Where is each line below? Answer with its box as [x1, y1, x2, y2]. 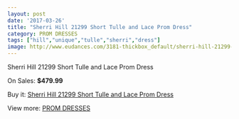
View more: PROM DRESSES [7, 104, 91, 112]
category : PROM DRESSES [7, 30, 78, 38]
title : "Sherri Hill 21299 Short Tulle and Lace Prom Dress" [7, 23, 193, 30]
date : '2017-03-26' [7, 17, 65, 24]
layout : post [7, 10, 46, 18]
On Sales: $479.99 [7, 76, 63, 85]
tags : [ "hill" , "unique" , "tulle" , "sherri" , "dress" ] [7, 37, 161, 44]
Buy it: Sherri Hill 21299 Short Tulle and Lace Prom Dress [7, 90, 174, 98]
